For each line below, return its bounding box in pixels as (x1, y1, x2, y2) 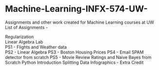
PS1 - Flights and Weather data (5, 44, 67, 50)
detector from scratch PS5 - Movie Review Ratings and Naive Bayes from (5, 54, 152, 60)
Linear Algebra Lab (5, 39, 43, 44)
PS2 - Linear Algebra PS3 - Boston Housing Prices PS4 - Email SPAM (5, 49, 144, 55)
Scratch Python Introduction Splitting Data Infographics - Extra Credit (5, 59, 144, 65)
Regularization (5, 34, 34, 40)
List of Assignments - (5, 24, 48, 30)
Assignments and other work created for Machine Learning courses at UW (5, 19, 154, 25)
